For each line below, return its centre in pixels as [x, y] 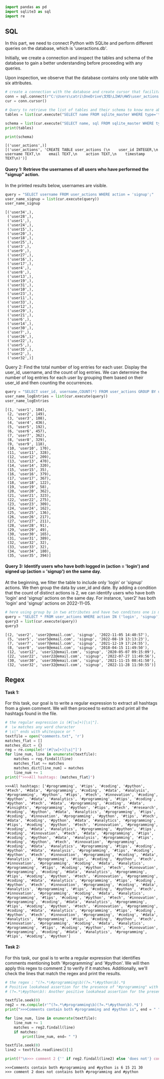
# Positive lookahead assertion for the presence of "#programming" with [82, 987]
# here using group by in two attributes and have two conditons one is [81, 613]
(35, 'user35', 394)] [29, 555]
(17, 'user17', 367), [29, 478]
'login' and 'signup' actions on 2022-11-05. [48, 603]
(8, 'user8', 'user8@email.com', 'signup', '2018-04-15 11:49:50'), [78, 648]
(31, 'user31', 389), [29, 538]
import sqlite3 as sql [28, 12]
